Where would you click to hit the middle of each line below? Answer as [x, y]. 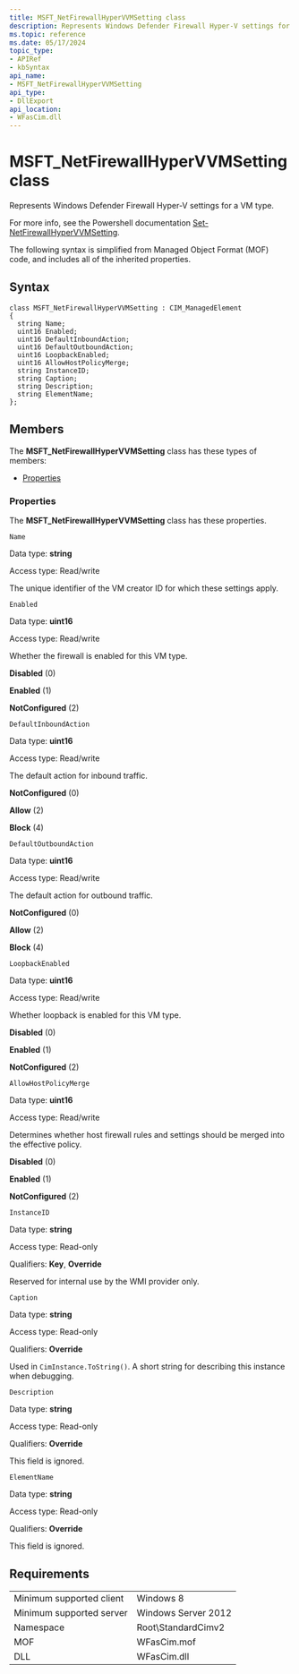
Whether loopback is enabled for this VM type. [95, 1015]
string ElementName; [56, 394]
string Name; [42, 323]
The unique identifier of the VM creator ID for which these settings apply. [144, 588]
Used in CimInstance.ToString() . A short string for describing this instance [147, 1366]
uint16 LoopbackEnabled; [64, 354]
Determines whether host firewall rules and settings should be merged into [147, 1134]
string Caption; [47, 378]
